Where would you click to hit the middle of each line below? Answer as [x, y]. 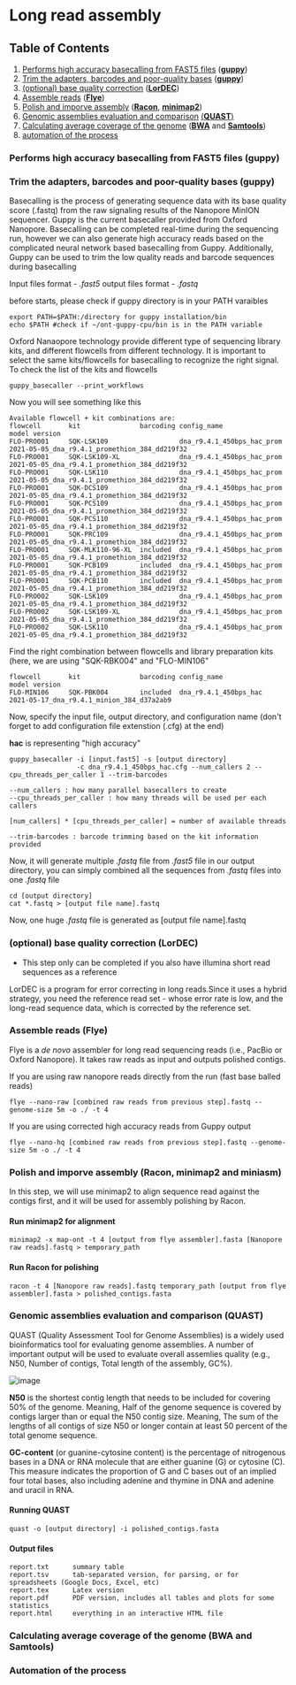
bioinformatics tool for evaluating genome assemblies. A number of [132, 1344]
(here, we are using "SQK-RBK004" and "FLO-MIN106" [109, 661]
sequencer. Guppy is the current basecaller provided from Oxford [128, 220]
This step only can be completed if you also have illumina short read [146, 962]
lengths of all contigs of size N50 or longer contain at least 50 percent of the [148, 1426]
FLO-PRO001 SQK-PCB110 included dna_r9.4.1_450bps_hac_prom [146, 581]
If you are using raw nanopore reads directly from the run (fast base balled [145, 1076]
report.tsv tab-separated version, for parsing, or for [124, 1575]
